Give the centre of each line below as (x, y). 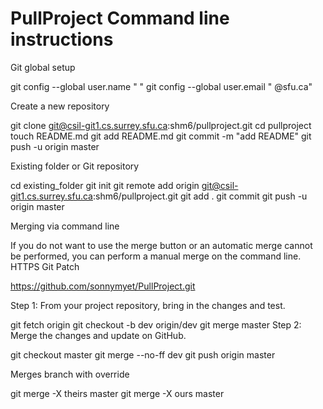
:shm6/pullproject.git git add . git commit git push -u (200, 196)
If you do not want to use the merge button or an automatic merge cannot (161, 245)
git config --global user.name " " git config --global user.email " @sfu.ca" (161, 86)
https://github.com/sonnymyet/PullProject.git (103, 286)
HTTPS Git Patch (45, 266)
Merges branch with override (70, 374)
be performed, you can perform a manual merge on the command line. (156, 256)
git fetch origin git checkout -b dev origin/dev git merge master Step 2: (156, 324)
